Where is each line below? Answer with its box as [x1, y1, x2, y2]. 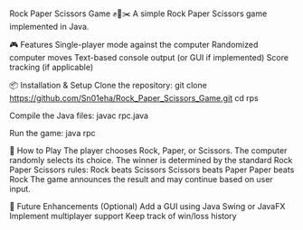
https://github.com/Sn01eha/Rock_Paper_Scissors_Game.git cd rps [9, 93, 260, 103]
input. [9, 184, 32, 194]
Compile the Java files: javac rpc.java [9, 110, 149, 121]
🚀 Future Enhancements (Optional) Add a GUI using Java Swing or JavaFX [9, 201, 286, 211]
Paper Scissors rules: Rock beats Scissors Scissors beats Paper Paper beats [9, 164, 295, 175]
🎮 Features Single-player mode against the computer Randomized [9, 40, 259, 50]
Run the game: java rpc [9, 128, 97, 138]
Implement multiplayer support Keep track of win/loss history [9, 211, 237, 221]
